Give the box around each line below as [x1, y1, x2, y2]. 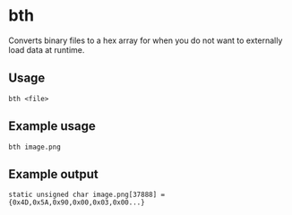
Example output [8, 167, 99, 182]
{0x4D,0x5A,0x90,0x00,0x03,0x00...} [8, 198, 145, 207]
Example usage [8, 118, 96, 134]
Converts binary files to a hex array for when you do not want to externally [8, 35, 283, 46]
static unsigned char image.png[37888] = [8, 190, 166, 200]
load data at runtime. [8, 44, 85, 55]
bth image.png [8, 142, 62, 151]
